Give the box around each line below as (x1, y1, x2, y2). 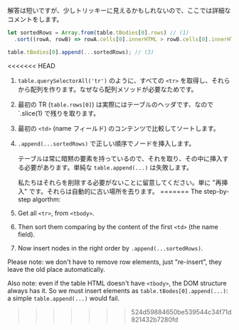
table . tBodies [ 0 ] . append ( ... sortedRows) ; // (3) (7, 48, 154, 55)
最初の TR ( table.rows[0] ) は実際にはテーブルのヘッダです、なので (17, 100, 213, 109)
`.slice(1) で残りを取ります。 (17, 109, 100, 117)
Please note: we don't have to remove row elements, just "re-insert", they (7, 258, 222, 266)
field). (17, 230, 36, 238)
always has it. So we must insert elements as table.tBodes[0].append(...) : (7, 286, 228, 295)
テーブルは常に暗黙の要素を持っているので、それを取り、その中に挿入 (17, 154, 223, 163)
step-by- (203, 187, 230, 195)
